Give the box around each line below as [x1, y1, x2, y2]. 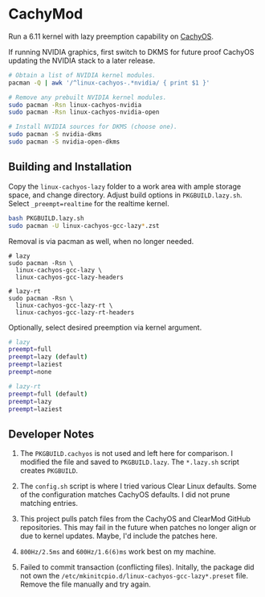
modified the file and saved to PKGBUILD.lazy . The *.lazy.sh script [19, 457, 239, 467]
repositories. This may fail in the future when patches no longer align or [19, 523, 257, 533]
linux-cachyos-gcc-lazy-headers [15, 273, 124, 281]
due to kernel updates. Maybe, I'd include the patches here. [19, 531, 218, 541]
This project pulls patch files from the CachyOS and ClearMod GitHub [19, 514, 251, 524]
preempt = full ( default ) [8, 390, 88, 398]
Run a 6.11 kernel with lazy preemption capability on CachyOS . [8, 31, 214, 41]
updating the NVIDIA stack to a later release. [8, 56, 155, 65]
